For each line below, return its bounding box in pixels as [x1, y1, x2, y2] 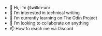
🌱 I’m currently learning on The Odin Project [9, 15, 98, 20]
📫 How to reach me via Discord [9, 26, 73, 31]
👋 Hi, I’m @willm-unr [9, 5, 51, 10]
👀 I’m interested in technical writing [9, 10, 80, 16]
